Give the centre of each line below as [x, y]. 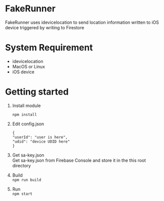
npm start [22, 194]
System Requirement [49, 48]
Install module [26, 105]
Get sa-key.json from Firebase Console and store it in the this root [79, 160]
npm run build [27, 180]
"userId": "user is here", [40, 137]
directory [21, 165]
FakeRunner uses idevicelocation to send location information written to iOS [82, 22]
